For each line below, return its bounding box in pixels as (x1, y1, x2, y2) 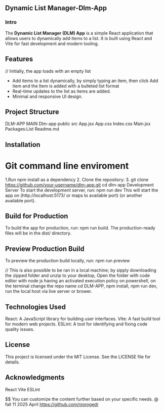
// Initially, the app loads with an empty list (5, 68, 91, 74)
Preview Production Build (5, 244, 85, 253)
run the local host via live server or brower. (5, 288, 92, 294)
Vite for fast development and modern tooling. (5, 41, 99, 46)
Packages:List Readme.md (5, 126, 59, 132)
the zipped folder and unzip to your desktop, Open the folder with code (5, 273, 150, 278)
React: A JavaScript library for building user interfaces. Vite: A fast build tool (5, 316, 161, 322)
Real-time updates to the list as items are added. (12, 88, 111, 94)
